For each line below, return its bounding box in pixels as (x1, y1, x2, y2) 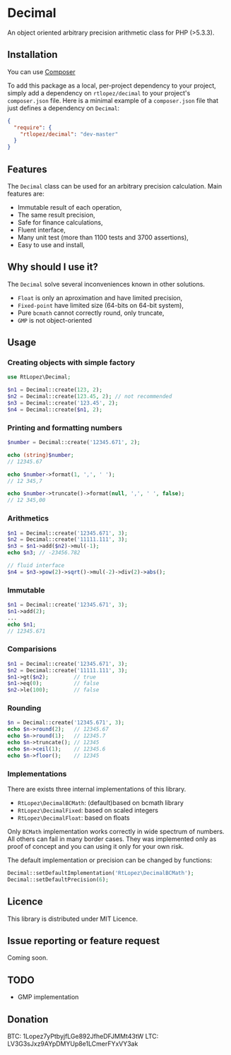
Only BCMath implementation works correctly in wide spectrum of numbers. (7, 827, 225, 835)
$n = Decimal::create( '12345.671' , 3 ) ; (7, 719, 125, 727)
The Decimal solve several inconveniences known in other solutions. (7, 280, 205, 288)
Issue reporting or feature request (7, 934, 160, 947)
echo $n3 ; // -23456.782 (7, 549, 81, 556)
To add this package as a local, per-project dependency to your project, (7, 81, 217, 90)
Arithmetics (7, 513, 49, 523)
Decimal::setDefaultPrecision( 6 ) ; (7, 876, 109, 883)
